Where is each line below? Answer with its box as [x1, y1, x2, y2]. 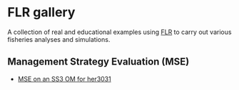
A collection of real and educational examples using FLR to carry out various [7, 28, 232, 36]
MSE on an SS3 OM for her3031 [17, 74, 112, 83]
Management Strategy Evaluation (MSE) [7, 56, 190, 68]
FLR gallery [7, 4, 76, 21]
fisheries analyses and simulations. [7, 35, 111, 43]
